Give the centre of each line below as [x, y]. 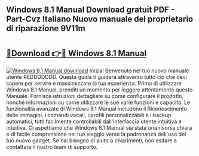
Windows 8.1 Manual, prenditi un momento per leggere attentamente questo [99, 90]
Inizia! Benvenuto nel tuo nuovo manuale [139, 71]
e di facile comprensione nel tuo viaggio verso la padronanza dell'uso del [96, 134]
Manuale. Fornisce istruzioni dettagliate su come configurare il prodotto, [95, 96]
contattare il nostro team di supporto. [52, 147]
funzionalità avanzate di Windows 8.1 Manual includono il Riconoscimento [97, 109]
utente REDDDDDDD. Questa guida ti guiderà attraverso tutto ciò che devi [97, 77]
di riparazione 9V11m [46, 28]
